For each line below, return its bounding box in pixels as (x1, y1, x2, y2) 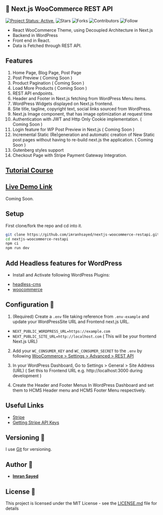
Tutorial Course (5, 166, 54, 175)
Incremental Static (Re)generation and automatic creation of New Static (12, 132, 155, 137)
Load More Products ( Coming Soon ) (12, 85, 87, 91)
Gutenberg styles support (12, 147, 64, 153)
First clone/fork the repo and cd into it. (5, 223, 83, 228)
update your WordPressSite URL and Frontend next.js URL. (12, 319, 130, 325)
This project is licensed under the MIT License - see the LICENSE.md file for (5, 500, 157, 506)
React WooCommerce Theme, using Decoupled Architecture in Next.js (12, 27, 153, 33)
